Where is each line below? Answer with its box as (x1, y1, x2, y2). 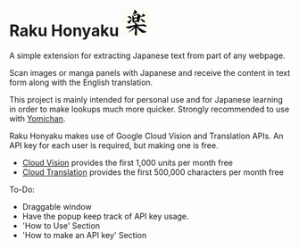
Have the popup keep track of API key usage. (21, 211, 189, 221)
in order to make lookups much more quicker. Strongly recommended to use (9, 104, 290, 114)
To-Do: (9, 184, 36, 195)
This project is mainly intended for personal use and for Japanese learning (9, 94, 283, 104)
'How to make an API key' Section (21, 229, 147, 240)
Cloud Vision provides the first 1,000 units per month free (21, 157, 234, 168)
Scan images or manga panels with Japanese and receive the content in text (9, 67, 291, 78)
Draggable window (21, 201, 92, 212)
